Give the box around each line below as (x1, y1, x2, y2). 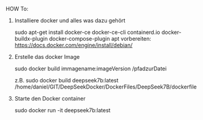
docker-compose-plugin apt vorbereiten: (49, 35, 151, 42)
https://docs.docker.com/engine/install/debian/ (14, 42, 133, 48)
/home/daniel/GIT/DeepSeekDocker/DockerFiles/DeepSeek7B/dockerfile (14, 83, 197, 90)
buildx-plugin (14, 35, 48, 42)
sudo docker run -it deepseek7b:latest (14, 107, 111, 114)
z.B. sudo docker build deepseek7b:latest (14, 77, 119, 84)
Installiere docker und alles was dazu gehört (14, 17, 126, 24)
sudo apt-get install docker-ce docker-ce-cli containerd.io (14, 28, 160, 36)
